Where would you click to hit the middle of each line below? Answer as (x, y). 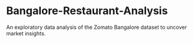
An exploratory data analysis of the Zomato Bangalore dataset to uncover (97, 27)
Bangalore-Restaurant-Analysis (87, 11)
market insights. (26, 33)
